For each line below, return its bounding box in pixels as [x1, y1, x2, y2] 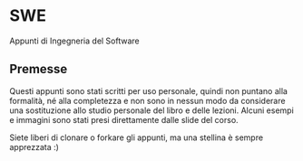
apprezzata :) [9, 141, 59, 152]
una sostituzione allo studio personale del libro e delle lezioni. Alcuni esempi [9, 105, 295, 116]
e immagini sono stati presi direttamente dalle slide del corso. [9, 114, 239, 125]
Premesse [9, 62, 68, 77]
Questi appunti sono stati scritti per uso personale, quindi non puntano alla [9, 85, 288, 96]
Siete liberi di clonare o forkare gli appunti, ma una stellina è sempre [9, 132, 264, 143]
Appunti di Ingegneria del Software [9, 35, 141, 46]
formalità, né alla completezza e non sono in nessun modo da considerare [9, 95, 286, 106]
